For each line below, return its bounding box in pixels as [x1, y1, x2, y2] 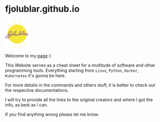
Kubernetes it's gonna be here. [5, 72, 66, 79]
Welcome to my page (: [5, 53, 52, 59]
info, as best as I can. [5, 102, 48, 108]
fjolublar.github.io [5, 3, 80, 15]
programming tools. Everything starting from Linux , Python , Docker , [5, 67, 139, 73]
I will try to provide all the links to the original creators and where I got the [5, 97, 153, 102]
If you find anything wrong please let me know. [5, 111, 99, 117]
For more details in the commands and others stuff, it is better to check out [5, 82, 155, 88]
